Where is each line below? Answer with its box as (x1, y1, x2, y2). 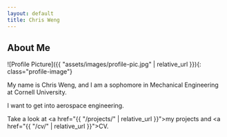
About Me (7, 42, 50, 54)
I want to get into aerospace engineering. (7, 101, 124, 110)
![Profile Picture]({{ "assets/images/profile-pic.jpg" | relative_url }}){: (7, 60, 201, 69)
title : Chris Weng (7, 17, 60, 23)
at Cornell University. (7, 88, 67, 96)
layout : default (7, 10, 54, 17)
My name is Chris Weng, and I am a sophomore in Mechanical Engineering (7, 81, 219, 89)
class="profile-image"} (7, 67, 72, 76)
